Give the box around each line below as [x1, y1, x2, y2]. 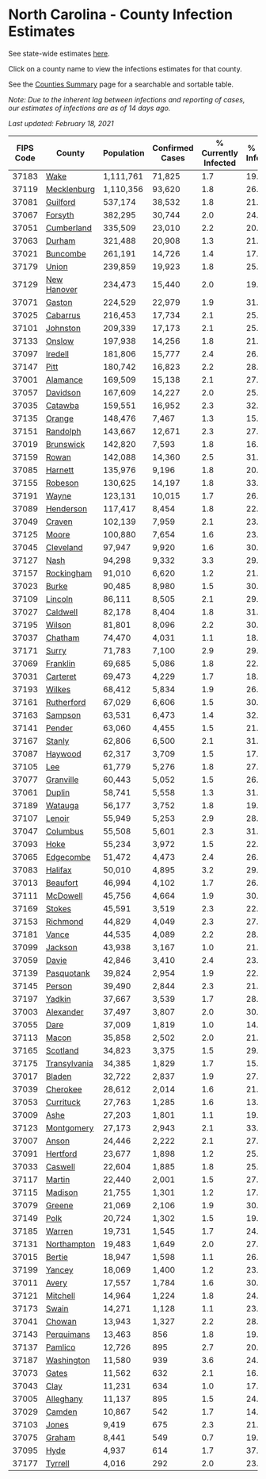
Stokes [45, 903, 72, 914]
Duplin [45, 787, 70, 798]
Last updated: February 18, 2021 [8, 118, 114, 128]
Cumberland [45, 222, 93, 233]
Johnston [45, 322, 82, 333]
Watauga [45, 799, 79, 811]
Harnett [45, 464, 74, 476]
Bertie [45, 1251, 69, 1262]
